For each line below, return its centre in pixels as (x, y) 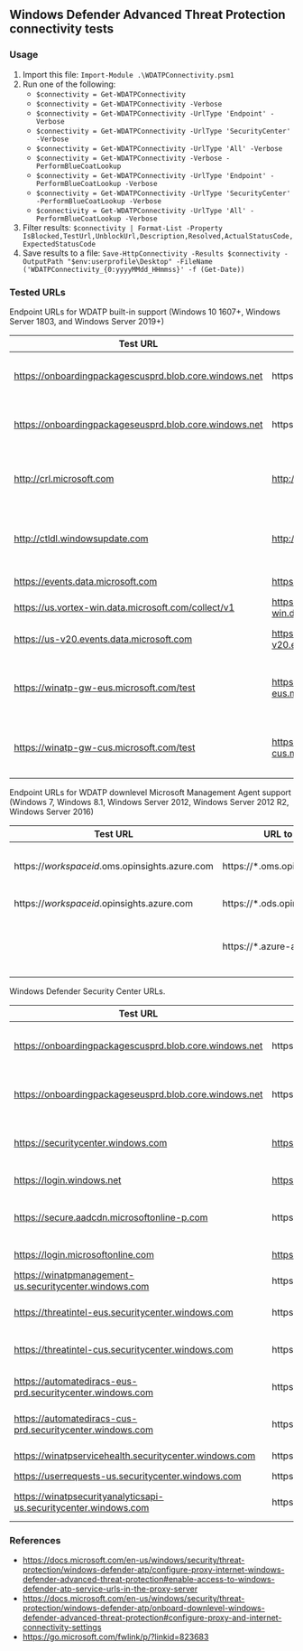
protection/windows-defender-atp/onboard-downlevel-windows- (144, 1609)
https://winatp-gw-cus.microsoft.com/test (105, 747)
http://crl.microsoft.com (64, 478)
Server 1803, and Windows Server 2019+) (87, 321)
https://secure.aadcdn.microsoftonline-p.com (111, 1217)
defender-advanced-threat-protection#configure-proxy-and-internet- (152, 1618)
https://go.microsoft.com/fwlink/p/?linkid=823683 (115, 1637)
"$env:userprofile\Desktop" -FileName (140, 261)
